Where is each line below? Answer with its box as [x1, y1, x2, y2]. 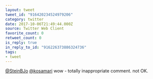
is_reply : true [5, 40, 37, 45]
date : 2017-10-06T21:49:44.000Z [5, 21, 73, 27]
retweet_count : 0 [5, 36, 42, 41]
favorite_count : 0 [5, 31, 44, 36]
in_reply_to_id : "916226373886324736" [5, 45, 87, 50]
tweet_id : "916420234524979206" [5, 12, 73, 17]
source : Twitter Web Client [5, 26, 64, 31]
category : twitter [5, 17, 44, 22]
